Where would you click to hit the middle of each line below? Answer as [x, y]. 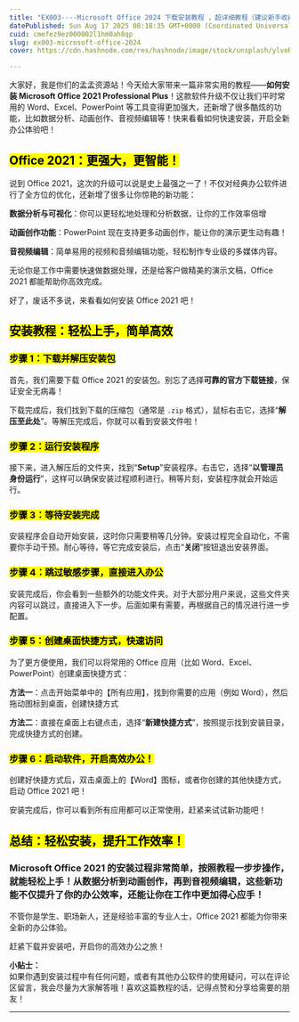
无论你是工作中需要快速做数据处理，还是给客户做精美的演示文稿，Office [141, 270]
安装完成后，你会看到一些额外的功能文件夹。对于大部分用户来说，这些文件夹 [149, 593]
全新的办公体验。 [40, 927]
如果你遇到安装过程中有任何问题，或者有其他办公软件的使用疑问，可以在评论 [149, 976]
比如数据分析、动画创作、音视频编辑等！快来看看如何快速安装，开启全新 [157, 119]
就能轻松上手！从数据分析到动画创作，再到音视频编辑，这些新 [141, 881]
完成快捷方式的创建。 [48, 733]
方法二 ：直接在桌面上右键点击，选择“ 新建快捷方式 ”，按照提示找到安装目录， [149, 722]
